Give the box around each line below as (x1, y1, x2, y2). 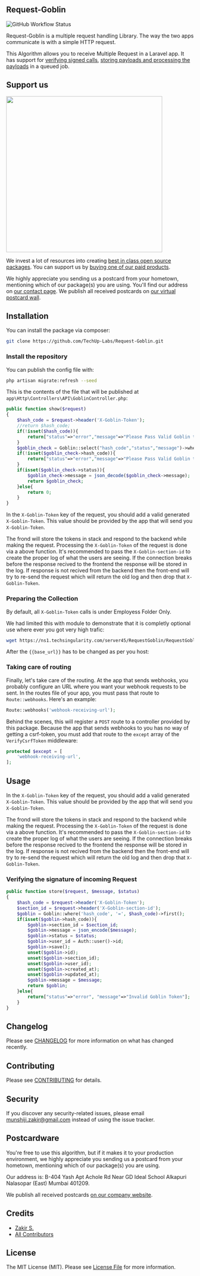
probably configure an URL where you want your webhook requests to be (6, 683, 186, 690)
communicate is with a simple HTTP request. (6, 38, 116, 45)
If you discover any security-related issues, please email (6, 1110, 145, 1116)
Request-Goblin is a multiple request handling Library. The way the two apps (6, 32, 194, 39)
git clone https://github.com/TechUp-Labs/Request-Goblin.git (6, 338, 164, 344)
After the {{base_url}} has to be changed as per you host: (6, 648, 149, 655)
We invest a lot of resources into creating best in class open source (6, 257, 171, 264)
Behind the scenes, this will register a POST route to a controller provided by (6, 718, 190, 725)
